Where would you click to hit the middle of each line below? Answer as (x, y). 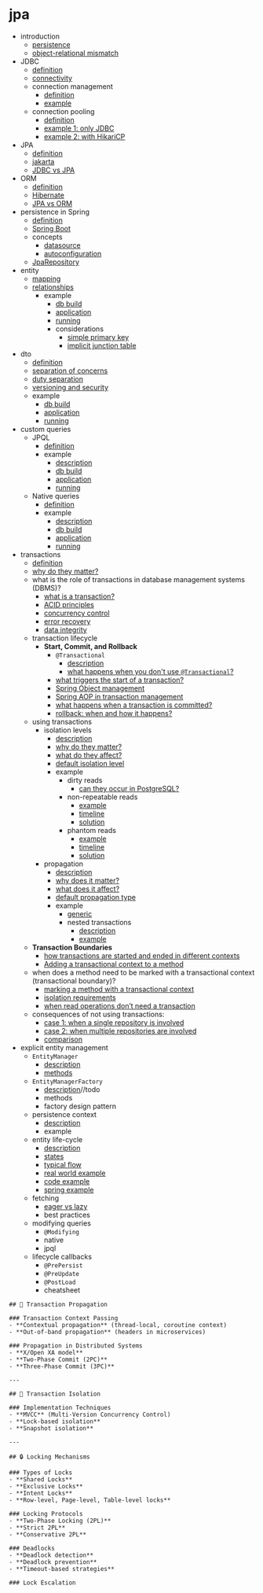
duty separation (57, 378)
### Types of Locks (41, 1473)
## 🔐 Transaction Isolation (55, 1394)
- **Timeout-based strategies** (62, 1569)
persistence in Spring (55, 212)
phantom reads (92, 830)
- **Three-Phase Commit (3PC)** (62, 1366)
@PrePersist (63, 1265)
